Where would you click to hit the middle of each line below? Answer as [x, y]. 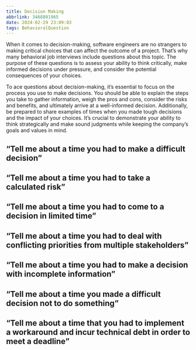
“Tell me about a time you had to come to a [85, 207]
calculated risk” [36, 187]
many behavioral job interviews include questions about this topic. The [91, 57]
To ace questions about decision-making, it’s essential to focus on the [90, 87]
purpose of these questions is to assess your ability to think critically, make [97, 63]
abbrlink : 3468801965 [32, 17]
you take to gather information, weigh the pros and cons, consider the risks [97, 99]
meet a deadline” [38, 341]
